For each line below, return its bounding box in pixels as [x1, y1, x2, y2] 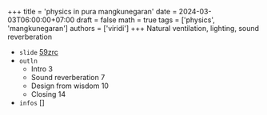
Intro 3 [30, 64, 54, 74]
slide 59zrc [18, 48, 59, 56]
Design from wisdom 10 [30, 81, 110, 90]
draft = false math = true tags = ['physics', [76, 15, 215, 25]
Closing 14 [30, 90, 66, 98]
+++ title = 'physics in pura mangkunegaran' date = [7, 7, 177, 16]
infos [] [18, 98, 45, 107]
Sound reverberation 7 [30, 73, 106, 82]
